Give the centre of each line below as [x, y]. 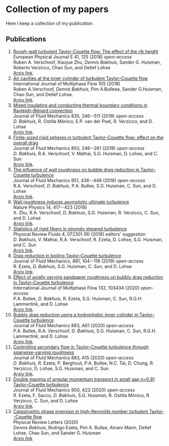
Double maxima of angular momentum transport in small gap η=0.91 [84, 379]
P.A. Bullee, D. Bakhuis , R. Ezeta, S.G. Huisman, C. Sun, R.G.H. [78, 298]
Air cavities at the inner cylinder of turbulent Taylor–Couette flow [80, 78]
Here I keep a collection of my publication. [50, 23]
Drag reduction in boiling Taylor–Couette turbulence [67, 255]
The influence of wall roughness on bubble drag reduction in [76, 169]
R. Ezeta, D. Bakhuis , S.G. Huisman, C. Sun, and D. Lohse [72, 266]
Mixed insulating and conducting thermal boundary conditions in [80, 105]
